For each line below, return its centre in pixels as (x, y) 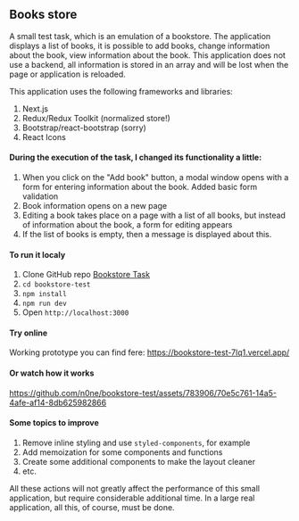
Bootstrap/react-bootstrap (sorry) (84, 128)
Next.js (35, 108)
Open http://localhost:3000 (75, 312)
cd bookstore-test (56, 285)
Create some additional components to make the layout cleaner (139, 461)
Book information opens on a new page (95, 206)
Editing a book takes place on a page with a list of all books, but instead (154, 215)
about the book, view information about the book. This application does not (147, 55)
